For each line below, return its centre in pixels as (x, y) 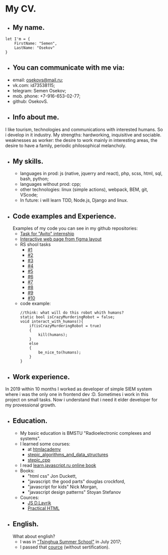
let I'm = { (18, 39)
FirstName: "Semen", (36, 43)
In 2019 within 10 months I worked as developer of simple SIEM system (79, 389)
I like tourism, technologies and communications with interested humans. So (84, 129)
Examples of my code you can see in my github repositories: (75, 228)
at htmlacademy (44, 449)
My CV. (21, 9)
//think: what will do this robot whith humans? (72, 313)
